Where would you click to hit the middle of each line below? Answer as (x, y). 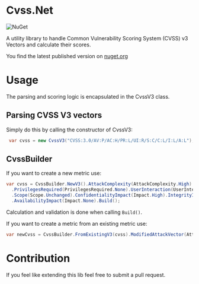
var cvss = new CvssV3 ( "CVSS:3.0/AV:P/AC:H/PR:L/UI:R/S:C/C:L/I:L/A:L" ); (102, 140)
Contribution (38, 258)
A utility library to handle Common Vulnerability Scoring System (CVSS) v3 (97, 38)
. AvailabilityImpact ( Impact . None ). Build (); (66, 201)
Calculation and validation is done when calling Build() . (74, 212)
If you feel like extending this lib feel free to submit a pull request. (86, 274)
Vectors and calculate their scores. (49, 45)
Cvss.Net (30, 10)
